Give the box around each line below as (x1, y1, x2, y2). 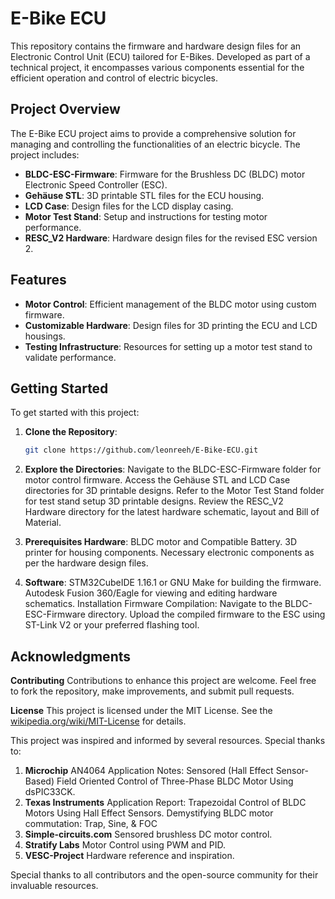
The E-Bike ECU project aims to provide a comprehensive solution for (10, 127, 297, 139)
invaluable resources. (10, 880, 99, 892)
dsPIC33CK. (24, 786, 76, 798)
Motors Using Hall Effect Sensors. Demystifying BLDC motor (24, 807, 274, 819)
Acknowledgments (10, 648, 132, 665)
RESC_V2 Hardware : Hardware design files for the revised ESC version (24, 232, 318, 244)
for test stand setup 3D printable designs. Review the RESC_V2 (24, 495, 284, 507)
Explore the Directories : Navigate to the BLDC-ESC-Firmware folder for (24, 463, 322, 476)
